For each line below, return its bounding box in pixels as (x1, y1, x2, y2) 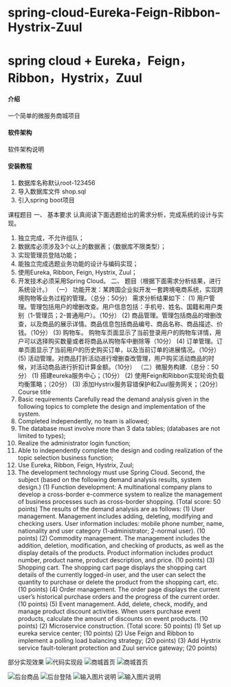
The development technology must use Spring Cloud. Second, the (17, 468, 206, 476)
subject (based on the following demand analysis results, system (17, 475, 201, 483)
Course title (17, 388, 51, 396)
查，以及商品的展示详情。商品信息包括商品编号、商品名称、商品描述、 (17, 319, 217, 328)
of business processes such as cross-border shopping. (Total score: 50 (17, 497, 221, 505)
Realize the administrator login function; (17, 438, 131, 447)
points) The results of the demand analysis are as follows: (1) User (17, 505, 206, 513)
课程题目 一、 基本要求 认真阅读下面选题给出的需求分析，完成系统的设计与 (8, 210, 218, 218)
